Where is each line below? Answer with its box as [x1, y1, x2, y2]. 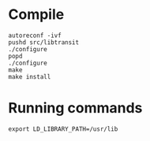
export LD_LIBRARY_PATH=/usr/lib [8, 124, 118, 133]
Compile [8, 6, 65, 24]
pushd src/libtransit [8, 38, 80, 46]
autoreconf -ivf [8, 32, 62, 39]
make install [8, 72, 51, 80]
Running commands [8, 99, 143, 117]
